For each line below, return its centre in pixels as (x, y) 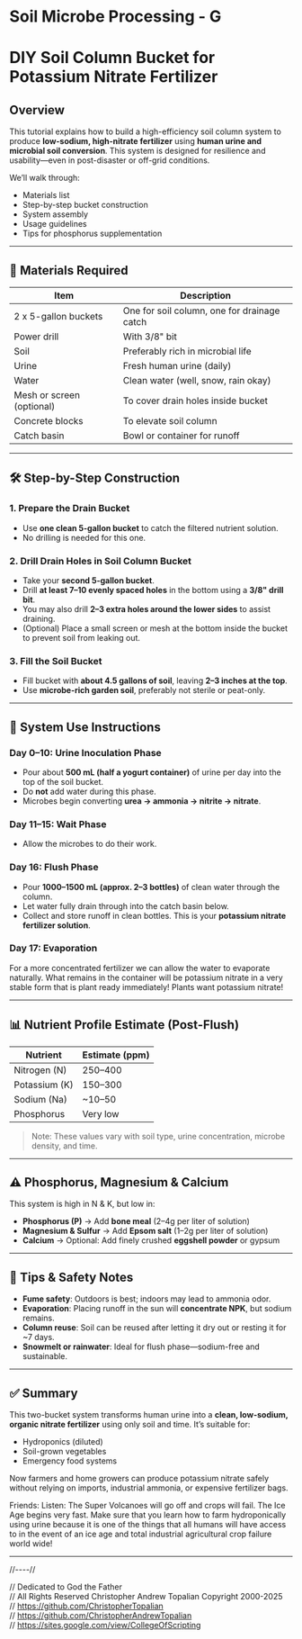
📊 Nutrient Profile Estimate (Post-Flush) (124, 1025)
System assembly (55, 214)
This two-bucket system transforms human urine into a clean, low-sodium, (149, 1415)
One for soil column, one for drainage (201, 311)
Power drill (36, 337)
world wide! (31, 1544)
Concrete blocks (49, 421)
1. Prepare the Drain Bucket (70, 509)
